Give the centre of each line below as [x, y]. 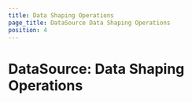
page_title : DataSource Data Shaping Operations [89, 23]
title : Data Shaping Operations [61, 15]
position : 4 [28, 30]
